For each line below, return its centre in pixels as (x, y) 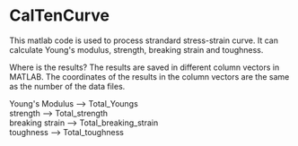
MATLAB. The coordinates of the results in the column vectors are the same (149, 76)
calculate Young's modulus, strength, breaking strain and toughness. (136, 49)
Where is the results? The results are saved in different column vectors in (145, 67)
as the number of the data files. (67, 86)
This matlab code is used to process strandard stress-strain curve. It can (144, 40)
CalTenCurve (60, 16)
